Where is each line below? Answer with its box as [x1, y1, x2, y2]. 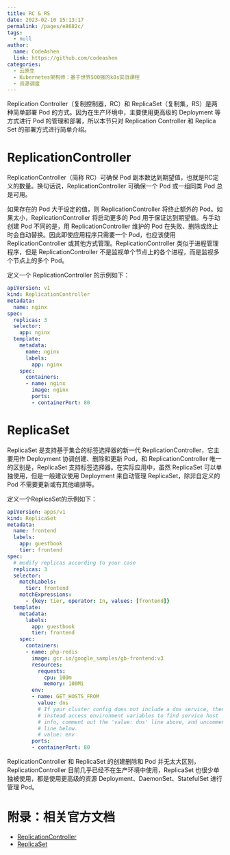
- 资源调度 [13, 80, 40, 87]
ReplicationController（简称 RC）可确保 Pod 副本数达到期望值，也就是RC [7, 173, 214, 182]
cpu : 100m [43, 674, 72, 681]
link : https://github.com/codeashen [13, 55, 118, 62]
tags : [7, 29, 23, 36]
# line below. [37, 725, 78, 732]
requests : [37, 667, 66, 675]
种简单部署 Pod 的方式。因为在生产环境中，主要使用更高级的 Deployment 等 [7, 108, 221, 116]
